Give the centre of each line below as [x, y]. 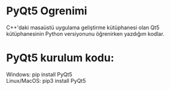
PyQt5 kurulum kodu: [60, 58]
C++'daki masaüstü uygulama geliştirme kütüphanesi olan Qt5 [83, 27]
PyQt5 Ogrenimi [47, 11]
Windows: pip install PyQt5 [40, 74]
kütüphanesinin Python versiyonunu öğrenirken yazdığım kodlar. [85, 33]
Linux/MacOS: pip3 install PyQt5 [46, 80]
